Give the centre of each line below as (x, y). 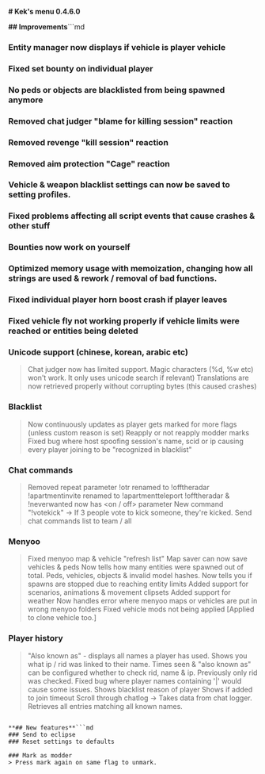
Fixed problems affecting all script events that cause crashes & (132, 216)
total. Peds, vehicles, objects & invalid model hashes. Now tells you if (140, 576)
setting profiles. (40, 195)
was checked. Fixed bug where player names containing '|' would (134, 680)
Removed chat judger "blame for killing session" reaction (121, 121)
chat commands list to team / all (79, 521)
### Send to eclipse (42, 734)
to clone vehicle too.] (62, 618)
